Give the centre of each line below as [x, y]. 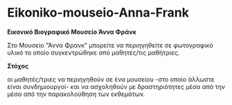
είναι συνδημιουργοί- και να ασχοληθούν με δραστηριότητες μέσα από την [116, 86]
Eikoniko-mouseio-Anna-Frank [98, 13]
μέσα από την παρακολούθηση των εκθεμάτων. [76, 94]
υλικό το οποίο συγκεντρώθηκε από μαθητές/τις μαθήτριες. [93, 52]
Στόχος [18, 66]
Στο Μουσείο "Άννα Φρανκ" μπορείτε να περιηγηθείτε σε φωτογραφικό [110, 45]
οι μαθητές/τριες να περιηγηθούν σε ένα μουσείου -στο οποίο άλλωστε [111, 79]
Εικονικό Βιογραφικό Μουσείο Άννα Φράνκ [72, 32]
